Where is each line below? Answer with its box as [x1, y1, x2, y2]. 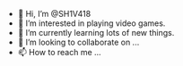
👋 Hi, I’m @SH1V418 [17, 9, 91, 19]
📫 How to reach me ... [17, 47, 101, 57]
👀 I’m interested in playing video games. [17, 18, 166, 29]
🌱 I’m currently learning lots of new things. [17, 28, 175, 37]
